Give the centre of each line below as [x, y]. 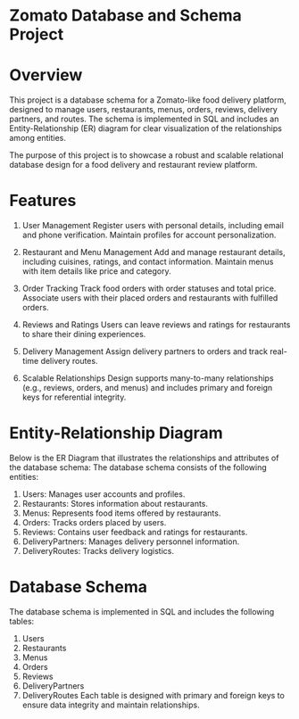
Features [43, 201]
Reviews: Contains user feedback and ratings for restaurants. [135, 532]
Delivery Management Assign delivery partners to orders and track [145, 351]
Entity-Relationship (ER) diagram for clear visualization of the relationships [146, 128]
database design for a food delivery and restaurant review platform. [133, 165]
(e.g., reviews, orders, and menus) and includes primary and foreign [147, 388]
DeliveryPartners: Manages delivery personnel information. [131, 541]
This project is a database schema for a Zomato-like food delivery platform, [148, 100]
